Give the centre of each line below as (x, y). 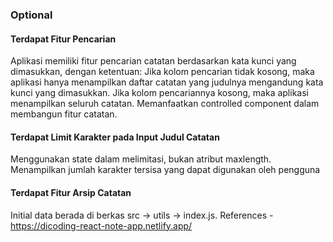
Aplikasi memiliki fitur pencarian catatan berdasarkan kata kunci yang (153, 61)
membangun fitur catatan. (64, 114)
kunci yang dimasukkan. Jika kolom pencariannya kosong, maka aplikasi (159, 93)
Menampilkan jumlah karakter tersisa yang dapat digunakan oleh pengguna (165, 170)
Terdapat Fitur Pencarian (63, 39)
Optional (31, 15)
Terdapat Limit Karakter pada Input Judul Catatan (115, 137)
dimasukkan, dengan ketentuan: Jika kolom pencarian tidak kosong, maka (162, 72)
